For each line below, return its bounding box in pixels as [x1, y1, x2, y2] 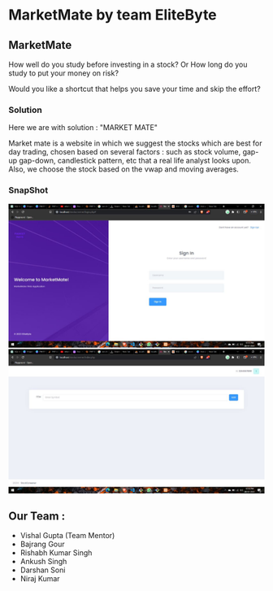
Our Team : [8, 509, 66, 523]
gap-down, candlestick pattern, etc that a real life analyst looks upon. [19, 156, 252, 166]
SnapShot [8, 185, 49, 196]
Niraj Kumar [19, 574, 60, 584]
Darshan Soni [19, 565, 66, 575]
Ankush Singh [19, 557, 67, 567]
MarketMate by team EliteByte [8, 6, 217, 24]
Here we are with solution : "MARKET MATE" [8, 123, 158, 133]
